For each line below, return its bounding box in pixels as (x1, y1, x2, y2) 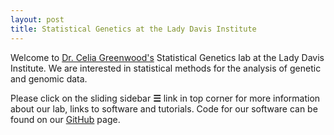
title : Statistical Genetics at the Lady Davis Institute (10, 24, 257, 34)
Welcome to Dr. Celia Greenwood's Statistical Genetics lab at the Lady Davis (10, 51, 325, 63)
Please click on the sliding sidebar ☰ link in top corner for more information (10, 92, 321, 104)
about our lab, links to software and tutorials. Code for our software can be (10, 102, 318, 115)
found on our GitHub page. (10, 113, 121, 125)
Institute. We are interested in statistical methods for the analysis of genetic (10, 62, 322, 74)
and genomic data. (10, 72, 88, 85)
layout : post (10, 14, 65, 25)
